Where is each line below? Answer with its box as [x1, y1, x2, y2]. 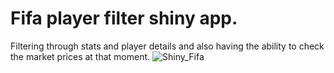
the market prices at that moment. [10, 50, 151, 62]
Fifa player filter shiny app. [10, 7, 238, 30]
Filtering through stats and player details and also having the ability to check [10, 40, 325, 52]
